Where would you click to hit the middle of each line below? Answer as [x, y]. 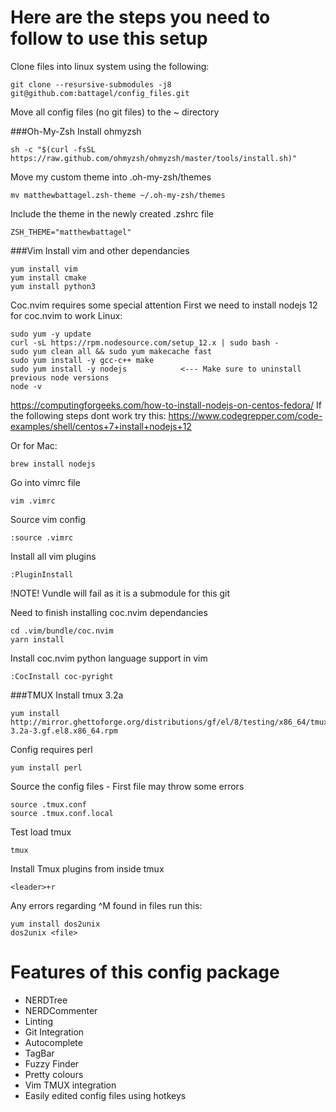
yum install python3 [53, 286]
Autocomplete [53, 1042]
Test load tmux [41, 832]
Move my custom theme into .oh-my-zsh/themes [111, 177]
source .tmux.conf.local [62, 813]
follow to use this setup [109, 38]
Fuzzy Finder [52, 1063]
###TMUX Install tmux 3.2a [67, 695]
